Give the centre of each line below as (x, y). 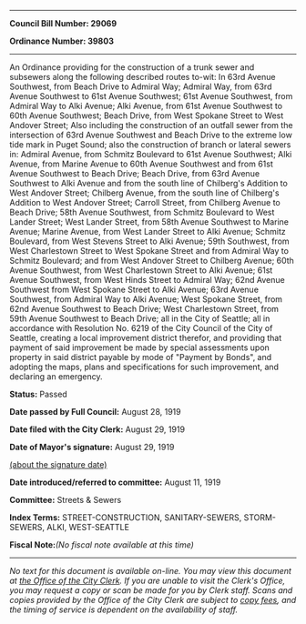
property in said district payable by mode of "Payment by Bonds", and (141, 357)
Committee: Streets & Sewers (66, 500)
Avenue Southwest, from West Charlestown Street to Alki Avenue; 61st (141, 270)
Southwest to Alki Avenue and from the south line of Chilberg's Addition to (149, 183)
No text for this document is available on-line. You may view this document (150, 571)
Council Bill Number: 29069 (63, 23)
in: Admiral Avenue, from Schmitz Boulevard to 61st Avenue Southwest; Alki (151, 154)
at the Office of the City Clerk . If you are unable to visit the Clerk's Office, (148, 580)
